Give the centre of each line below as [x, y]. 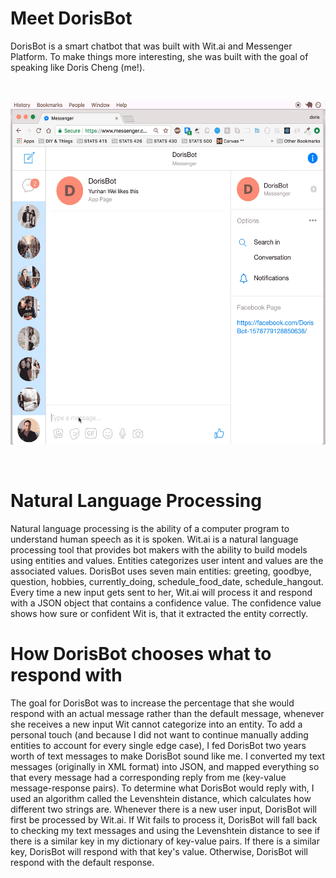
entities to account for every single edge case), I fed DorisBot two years [158, 745]
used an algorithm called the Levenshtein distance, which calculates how [161, 798]
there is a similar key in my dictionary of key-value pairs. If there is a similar [165, 841]
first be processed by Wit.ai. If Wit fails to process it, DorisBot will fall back [164, 819]
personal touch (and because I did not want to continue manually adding [159, 734]
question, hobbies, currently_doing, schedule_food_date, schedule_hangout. [167, 581]
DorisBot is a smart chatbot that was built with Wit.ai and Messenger [151, 46]
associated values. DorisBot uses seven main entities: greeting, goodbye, [161, 571]
